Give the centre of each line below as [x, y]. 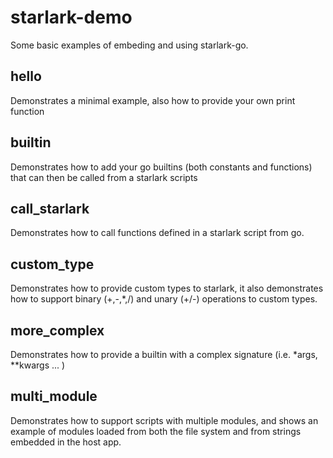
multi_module [54, 396]
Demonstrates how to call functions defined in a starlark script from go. [157, 233]
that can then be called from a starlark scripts [104, 177]
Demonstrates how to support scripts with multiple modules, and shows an [164, 420]
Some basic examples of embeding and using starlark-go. [129, 45]
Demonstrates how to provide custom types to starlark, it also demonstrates [167, 288]
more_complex [57, 330]
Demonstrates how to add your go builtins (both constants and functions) [161, 167]
